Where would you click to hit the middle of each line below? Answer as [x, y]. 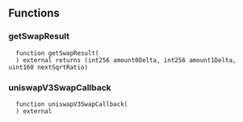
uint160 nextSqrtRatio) [48, 67]
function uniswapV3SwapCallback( [72, 104]
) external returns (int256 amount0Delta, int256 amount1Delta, [126, 60]
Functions [34, 13]
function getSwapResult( [57, 53]
